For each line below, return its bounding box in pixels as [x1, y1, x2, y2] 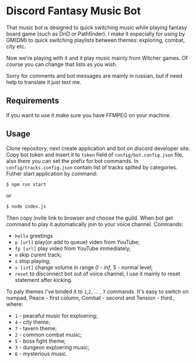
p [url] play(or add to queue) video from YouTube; [14, 239, 140, 246]
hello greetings [14, 232, 53, 239]
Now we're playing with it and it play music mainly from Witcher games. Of [6, 54, 188, 61]
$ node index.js [6, 204, 46, 209]
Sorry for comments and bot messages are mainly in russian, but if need [6, 72, 182, 79]
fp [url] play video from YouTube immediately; [14, 245, 131, 252]
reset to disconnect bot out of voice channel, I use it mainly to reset [14, 270, 181, 277]
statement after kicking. [14, 277, 73, 284]
